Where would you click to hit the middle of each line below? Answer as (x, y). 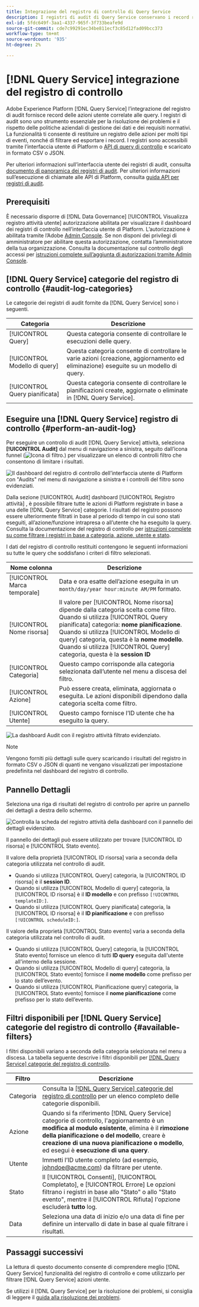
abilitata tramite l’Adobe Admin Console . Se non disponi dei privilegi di (92, 235)
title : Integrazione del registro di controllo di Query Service (88, 12)
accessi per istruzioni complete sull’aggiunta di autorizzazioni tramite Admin (99, 254)
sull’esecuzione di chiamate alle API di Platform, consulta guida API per (93, 177)
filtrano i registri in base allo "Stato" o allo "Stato (109, 1192)
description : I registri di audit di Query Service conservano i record (98, 17)
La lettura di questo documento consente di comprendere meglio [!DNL (93, 1267)
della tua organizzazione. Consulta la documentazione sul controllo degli (95, 248)
